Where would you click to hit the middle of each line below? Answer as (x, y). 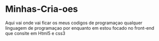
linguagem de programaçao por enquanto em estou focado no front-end (80, 28)
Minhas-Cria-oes (42, 9)
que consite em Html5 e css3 (35, 33)
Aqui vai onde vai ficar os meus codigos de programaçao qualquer (74, 23)
